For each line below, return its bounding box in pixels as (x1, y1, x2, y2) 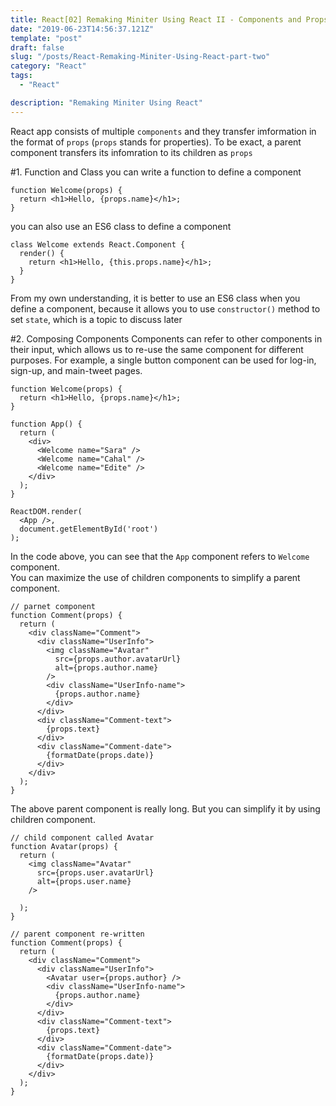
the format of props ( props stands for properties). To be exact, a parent (10, 136, 302, 148)
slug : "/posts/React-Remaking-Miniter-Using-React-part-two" (10, 52, 271, 62)
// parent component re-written (10, 929, 145, 939)
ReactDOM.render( (10, 506, 83, 516)
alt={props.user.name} (36, 876, 132, 886)
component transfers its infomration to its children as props (10, 146, 253, 158)
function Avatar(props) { (10, 841, 118, 851)
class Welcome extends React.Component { (10, 239, 186, 250)
